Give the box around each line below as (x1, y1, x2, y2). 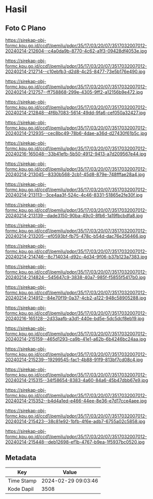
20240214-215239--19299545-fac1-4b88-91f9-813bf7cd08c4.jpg (5, 357, 143, 363)
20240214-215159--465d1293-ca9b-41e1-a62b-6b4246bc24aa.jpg (5, 336, 146, 342)
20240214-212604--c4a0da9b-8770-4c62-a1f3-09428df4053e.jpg (5, 48, 147, 54)
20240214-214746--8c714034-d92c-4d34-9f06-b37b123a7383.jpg (5, 254, 147, 259)
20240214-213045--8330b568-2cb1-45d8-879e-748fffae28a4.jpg (5, 171, 145, 177)
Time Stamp (8, 477, 37, 484)
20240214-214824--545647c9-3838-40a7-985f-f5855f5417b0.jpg (5, 275, 146, 280)
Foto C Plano (5, 24, 46, 32)
